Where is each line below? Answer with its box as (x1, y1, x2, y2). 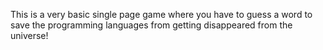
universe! (10, 30, 49, 41)
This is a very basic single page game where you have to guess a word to (10, 9, 313, 20)
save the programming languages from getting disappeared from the (10, 19, 293, 31)
